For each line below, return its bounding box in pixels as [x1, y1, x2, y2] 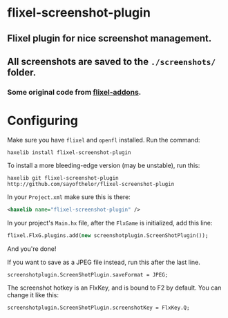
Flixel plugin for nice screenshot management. [7, 32, 212, 44]
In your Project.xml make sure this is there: [7, 192, 131, 201]
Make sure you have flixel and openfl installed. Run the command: [7, 135, 200, 144]
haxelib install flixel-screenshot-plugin [7, 149, 131, 156]
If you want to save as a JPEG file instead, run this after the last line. [7, 258, 200, 266]
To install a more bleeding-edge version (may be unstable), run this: [7, 161, 200, 169]
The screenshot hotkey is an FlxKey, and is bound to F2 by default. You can [7, 283, 222, 292]
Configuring [7, 113, 78, 129]
